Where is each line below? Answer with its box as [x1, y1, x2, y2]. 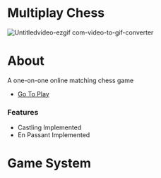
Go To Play [17, 89, 49, 98]
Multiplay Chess [7, 5, 105, 21]
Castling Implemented [17, 123, 82, 132]
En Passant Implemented [17, 131, 90, 139]
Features [7, 107, 39, 117]
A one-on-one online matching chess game [7, 76, 134, 84]
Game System [7, 155, 92, 172]
